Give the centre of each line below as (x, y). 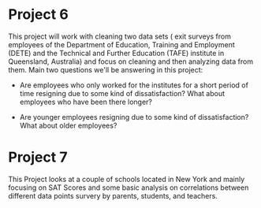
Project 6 (38, 15)
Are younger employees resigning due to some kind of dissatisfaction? (134, 117)
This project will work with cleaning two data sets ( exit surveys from (119, 36)
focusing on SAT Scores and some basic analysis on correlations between (129, 188)
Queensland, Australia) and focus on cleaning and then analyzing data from (131, 61)
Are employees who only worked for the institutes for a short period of (134, 85)
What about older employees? (68, 125)
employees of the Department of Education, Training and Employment (121, 44)
